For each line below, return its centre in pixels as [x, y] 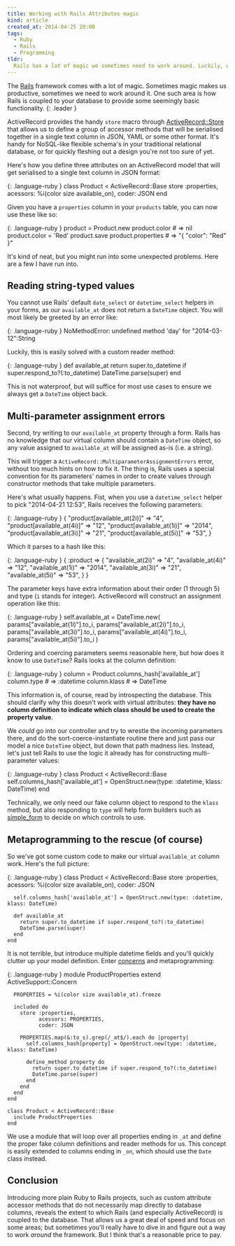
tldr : [15, 59]
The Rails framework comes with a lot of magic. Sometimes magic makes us [117, 85]
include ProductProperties [53, 1117]
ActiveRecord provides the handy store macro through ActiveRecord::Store [116, 121]
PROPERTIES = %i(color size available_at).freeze [87, 995]
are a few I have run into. [43, 264]
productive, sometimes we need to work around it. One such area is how [112, 93]
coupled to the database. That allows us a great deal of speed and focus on [116, 1219]
